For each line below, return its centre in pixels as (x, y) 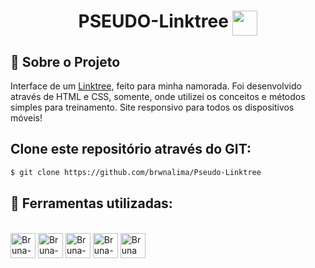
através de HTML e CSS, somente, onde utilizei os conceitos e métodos (158, 96)
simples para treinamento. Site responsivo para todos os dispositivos (152, 107)
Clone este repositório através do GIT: (131, 149)
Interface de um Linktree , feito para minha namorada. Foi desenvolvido (156, 86)
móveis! (26, 118)
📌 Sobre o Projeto (65, 61)
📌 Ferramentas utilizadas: (91, 203)
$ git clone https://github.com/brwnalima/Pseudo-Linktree (136, 172)
